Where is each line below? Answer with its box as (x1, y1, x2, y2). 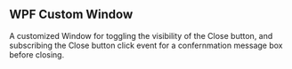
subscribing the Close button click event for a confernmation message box (9, 40, 283, 50)
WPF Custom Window (9, 7, 134, 22)
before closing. (9, 49, 65, 60)
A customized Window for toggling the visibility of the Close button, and (9, 30, 273, 41)
